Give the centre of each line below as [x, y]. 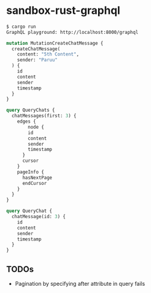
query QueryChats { [31, 110]
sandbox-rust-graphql [63, 11]
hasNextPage [37, 178]
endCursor [34, 183]
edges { [26, 121]
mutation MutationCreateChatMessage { [55, 43]
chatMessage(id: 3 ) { [39, 217]
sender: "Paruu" [38, 60]
